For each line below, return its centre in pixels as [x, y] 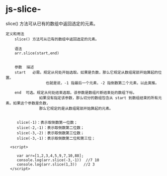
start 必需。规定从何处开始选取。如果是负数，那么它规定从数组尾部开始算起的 [86, 72]
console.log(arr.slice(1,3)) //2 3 [56, 164]
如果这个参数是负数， [31, 103]
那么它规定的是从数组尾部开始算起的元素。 [76, 108]
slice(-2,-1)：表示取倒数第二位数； [50, 128]
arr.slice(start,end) [37, 53]
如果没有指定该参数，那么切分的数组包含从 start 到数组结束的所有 [99, 98]
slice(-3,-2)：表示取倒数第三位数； [50, 133]
